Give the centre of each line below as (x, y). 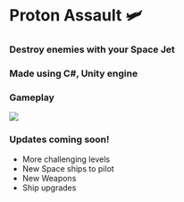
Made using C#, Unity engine (74, 73)
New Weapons (49, 178)
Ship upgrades (49, 188)
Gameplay (32, 97)
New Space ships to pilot (68, 168)
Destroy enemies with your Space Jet (92, 50)
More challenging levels (66, 159)
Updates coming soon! (59, 139)
